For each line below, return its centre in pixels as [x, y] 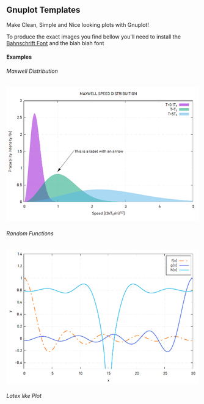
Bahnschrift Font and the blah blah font [55, 43]
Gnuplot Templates [43, 10]
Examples [19, 57]
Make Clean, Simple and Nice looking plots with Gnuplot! [78, 24]
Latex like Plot [24, 396]
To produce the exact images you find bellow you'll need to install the [94, 37]
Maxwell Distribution [32, 71]
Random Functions [30, 233]
